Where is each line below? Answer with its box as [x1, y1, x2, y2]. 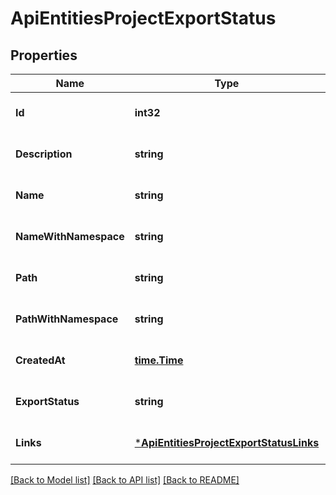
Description [15, 147, 73, 161]
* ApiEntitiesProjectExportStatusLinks [134, 436, 320, 449]
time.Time [134, 353, 184, 367]
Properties [10, 47, 78, 64]
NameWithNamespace [15, 230, 125, 243]
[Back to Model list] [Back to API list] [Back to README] [10, 474, 240, 486]
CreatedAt [15, 353, 66, 367]
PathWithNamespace [15, 312, 119, 326]
